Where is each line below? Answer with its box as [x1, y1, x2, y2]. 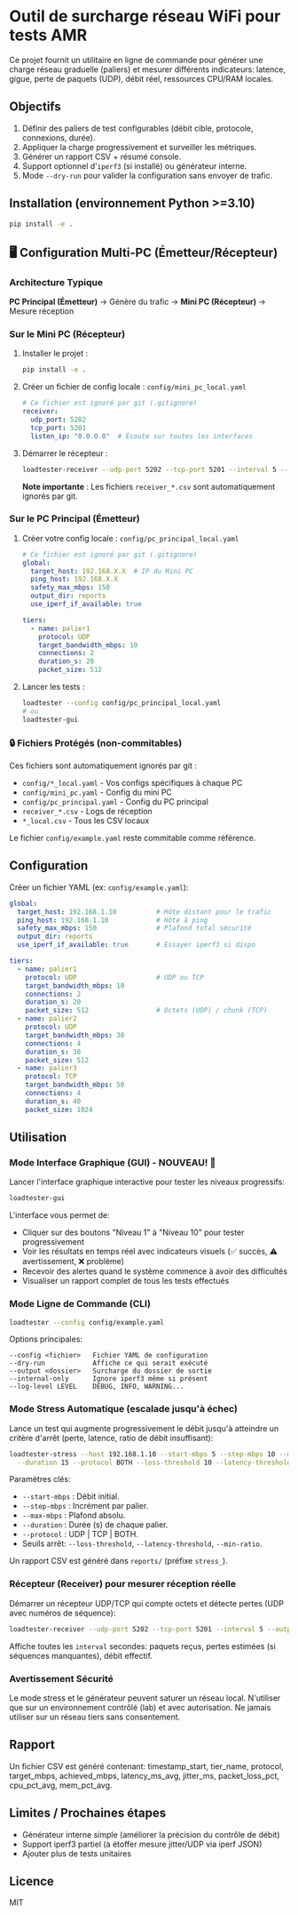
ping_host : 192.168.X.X [30, 575, 118, 584]
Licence [9, 1873, 55, 1888]
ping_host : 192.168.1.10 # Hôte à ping [17, 916, 208, 925]
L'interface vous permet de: [9, 1210, 111, 1221]
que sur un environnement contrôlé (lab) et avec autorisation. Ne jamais [9, 1702, 271, 1712]
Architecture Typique [9, 276, 104, 288]
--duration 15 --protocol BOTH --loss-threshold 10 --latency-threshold [17, 1458, 292, 1467]
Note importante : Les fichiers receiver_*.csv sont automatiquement [21, 481, 276, 492]
